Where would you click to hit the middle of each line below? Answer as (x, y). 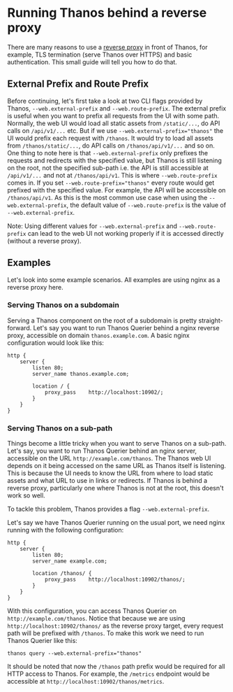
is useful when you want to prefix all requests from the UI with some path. (113, 115)
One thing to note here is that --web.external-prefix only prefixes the (108, 153)
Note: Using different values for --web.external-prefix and (92, 226)
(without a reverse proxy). (44, 241)
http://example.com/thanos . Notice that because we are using (96, 619)
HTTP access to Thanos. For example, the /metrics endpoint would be (108, 674)
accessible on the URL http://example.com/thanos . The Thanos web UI (109, 458)
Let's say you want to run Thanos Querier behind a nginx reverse (126, 327)
